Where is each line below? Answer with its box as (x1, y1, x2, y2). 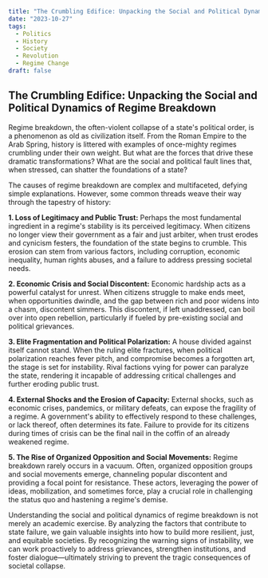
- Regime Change (15, 60, 69, 68)
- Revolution (15, 52, 59, 60)
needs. (8, 263, 31, 273)
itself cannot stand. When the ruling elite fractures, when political (8, 345, 223, 355)
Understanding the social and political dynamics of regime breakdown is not (8, 510, 258, 520)
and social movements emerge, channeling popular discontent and (8, 469, 227, 478)
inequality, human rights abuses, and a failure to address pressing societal (8, 255, 253, 265)
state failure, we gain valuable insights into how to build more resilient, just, (8, 527, 255, 537)
